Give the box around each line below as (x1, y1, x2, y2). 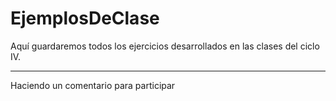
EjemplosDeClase (10, 7, 160, 30)
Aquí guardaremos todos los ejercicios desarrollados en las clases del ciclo (10, 40, 320, 52)
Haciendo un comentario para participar (10, 79, 176, 91)
